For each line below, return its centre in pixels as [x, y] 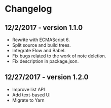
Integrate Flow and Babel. [39, 50]
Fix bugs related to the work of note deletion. [59, 56]
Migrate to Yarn [28, 100]
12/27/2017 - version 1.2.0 [47, 77]
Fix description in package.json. [45, 61]
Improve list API [28, 89]
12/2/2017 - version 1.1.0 [44, 28]
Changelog [28, 9]
